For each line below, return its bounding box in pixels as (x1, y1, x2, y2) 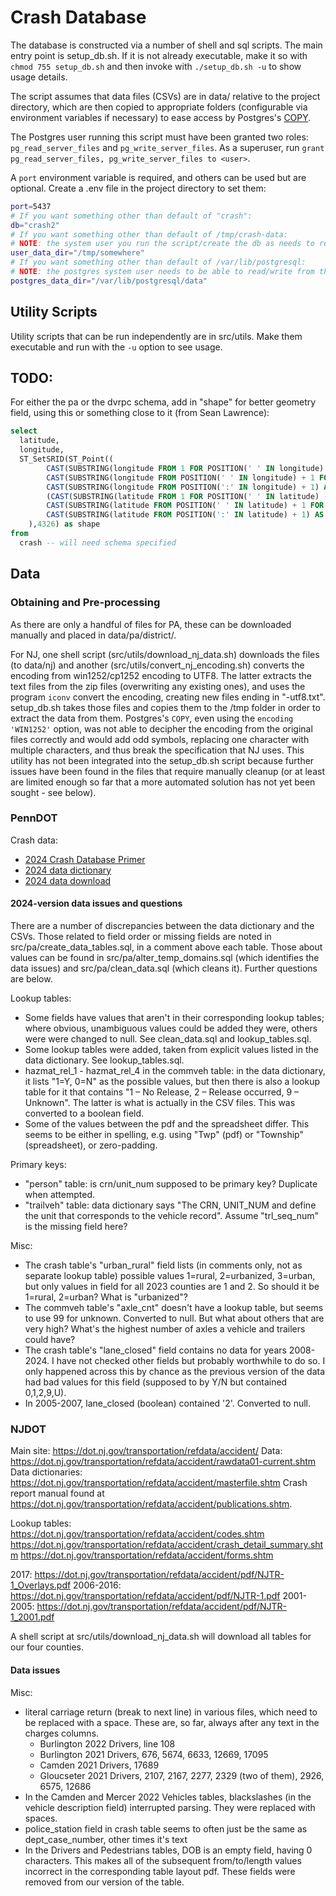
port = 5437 (10, 201, 52, 211)
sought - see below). (10, 786, 97, 798)
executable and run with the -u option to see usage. (10, 341, 223, 353)
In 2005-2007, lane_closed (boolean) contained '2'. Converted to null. (24, 1397, 312, 1409)
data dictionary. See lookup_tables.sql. (24, 1054, 185, 1066)
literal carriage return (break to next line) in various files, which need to (24, 1706, 318, 1718)
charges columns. (24, 1727, 100, 1739)
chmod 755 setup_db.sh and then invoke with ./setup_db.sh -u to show (10, 60, 302, 72)
